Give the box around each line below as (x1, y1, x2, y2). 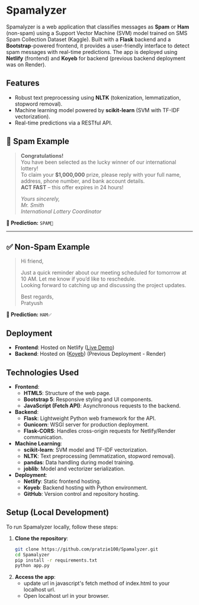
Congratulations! (20, 152, 64, 159)
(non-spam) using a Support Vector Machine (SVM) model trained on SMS (6, 29, 188, 36)
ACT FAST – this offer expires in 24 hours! (20, 183, 124, 190)
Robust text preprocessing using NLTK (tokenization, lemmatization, (14, 94, 181, 101)
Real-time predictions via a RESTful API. (14, 119, 113, 126)
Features (6, 78, 40, 88)
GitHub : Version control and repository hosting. (23, 491, 140, 497)
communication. (23, 434, 63, 441)
